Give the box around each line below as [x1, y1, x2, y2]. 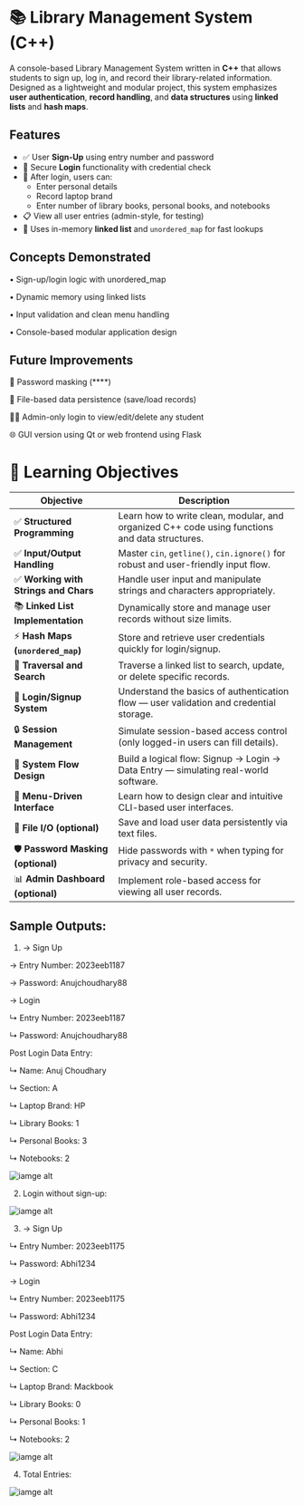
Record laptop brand [35, 190, 113, 201]
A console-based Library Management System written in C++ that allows [9, 63, 282, 73]
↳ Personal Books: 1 [9, 1416, 86, 1427]
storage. [118, 708, 154, 720]
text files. [118, 827, 157, 840]
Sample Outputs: [9, 918, 107, 933]
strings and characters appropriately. [118, 584, 276, 597]
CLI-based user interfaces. [118, 801, 233, 814]
